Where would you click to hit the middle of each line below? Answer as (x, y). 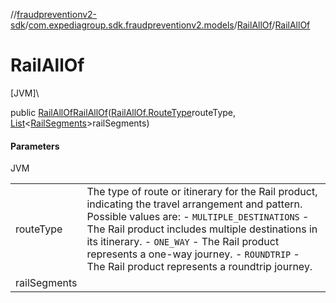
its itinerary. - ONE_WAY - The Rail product (183, 242)
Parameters (35, 146)
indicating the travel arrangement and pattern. (194, 204)
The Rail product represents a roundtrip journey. (199, 267)
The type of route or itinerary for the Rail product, (202, 192)
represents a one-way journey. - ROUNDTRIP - (193, 254)
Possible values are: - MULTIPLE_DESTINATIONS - (198, 217)
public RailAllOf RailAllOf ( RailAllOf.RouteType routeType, (123, 112)
